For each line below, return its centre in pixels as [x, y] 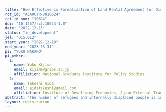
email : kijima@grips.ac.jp [42, 70]
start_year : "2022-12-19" [32, 42]
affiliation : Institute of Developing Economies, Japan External [83, 93]
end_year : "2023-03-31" [30, 47]
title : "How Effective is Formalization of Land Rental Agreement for [79, 10]
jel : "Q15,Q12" [21, 38]
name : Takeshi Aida [34, 83]
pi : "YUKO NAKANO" [24, 51]
